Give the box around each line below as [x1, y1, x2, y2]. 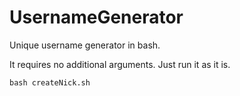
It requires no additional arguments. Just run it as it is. [9, 58, 231, 70]
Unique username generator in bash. [9, 39, 161, 51]
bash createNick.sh [9, 77, 91, 88]
